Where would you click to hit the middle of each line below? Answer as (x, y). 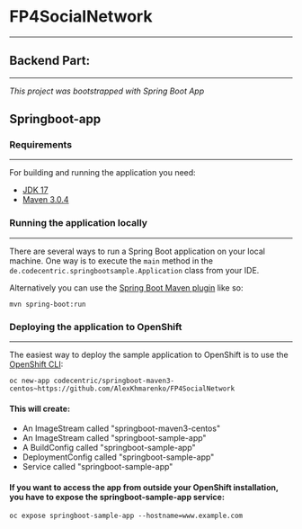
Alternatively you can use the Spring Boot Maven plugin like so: (127, 287)
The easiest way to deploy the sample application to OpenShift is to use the (149, 355)
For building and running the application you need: (102, 173)
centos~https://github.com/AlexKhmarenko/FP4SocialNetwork (122, 389)
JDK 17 (35, 190)
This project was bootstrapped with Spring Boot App (107, 91)
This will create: (40, 408)
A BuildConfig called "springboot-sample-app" (109, 448)
